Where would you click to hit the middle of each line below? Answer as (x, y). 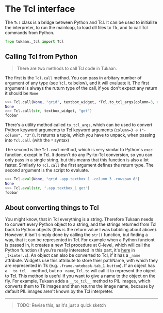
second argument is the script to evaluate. (47, 170)
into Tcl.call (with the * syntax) (37, 140)
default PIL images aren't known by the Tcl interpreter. (59, 291)
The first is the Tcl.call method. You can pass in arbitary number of (73, 78)
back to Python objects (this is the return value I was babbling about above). (81, 230)
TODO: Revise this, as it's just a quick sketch (61, 305)
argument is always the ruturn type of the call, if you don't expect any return (81, 88)
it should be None (22, 93)
